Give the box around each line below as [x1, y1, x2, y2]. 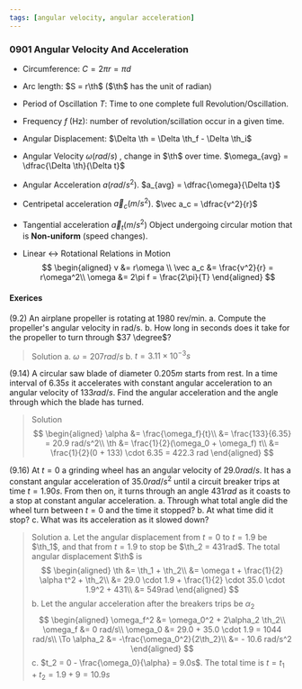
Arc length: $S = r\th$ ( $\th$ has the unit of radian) [22, 80, 212, 91]
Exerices [9, 293, 43, 304]
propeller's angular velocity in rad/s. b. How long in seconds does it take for [9, 322, 290, 333]
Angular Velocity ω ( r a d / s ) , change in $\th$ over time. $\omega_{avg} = [22, 150, 289, 161]
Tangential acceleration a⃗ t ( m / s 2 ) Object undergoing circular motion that [22, 218, 293, 232]
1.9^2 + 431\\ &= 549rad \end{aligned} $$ [84, 585, 240, 594]
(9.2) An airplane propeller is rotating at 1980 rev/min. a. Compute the [9, 313, 267, 323]
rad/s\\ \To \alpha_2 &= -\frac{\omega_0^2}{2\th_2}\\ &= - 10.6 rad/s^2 [32, 633, 292, 644]
